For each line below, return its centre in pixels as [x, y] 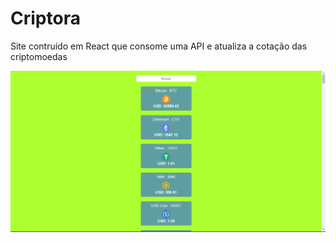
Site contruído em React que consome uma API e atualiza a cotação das [159, 46]
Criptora [45, 18]
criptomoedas [39, 56]
